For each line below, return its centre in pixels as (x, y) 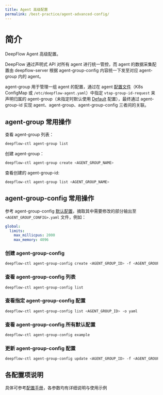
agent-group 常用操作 (38, 122)
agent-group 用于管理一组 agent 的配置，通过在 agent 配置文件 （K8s (74, 87)
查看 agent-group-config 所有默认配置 (50, 324)
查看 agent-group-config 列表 (41, 277)
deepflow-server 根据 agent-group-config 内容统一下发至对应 (76, 71)
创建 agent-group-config (35, 253)
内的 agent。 (31, 76)
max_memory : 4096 (31, 240)
